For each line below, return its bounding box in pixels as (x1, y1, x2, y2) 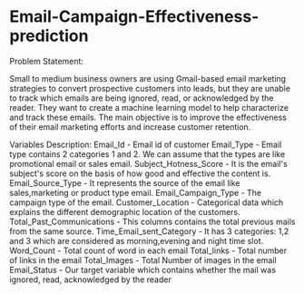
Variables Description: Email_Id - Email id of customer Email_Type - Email (9, 139, 282, 150)
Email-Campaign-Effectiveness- (9, 6, 260, 27)
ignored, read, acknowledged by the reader (9, 274, 172, 285)
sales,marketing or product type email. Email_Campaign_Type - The (9, 187, 262, 198)
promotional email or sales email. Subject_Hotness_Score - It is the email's (9, 158, 288, 169)
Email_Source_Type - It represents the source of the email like (9, 177, 240, 188)
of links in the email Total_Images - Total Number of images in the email (9, 254, 277, 265)
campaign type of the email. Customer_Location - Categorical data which (9, 197, 284, 208)
